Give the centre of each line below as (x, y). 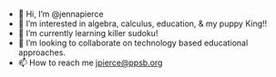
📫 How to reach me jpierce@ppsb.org (90, 63)
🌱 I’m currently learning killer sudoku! (88, 33)
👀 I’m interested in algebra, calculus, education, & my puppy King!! (143, 24)
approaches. (42, 53)
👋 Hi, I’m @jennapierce (61, 14)
